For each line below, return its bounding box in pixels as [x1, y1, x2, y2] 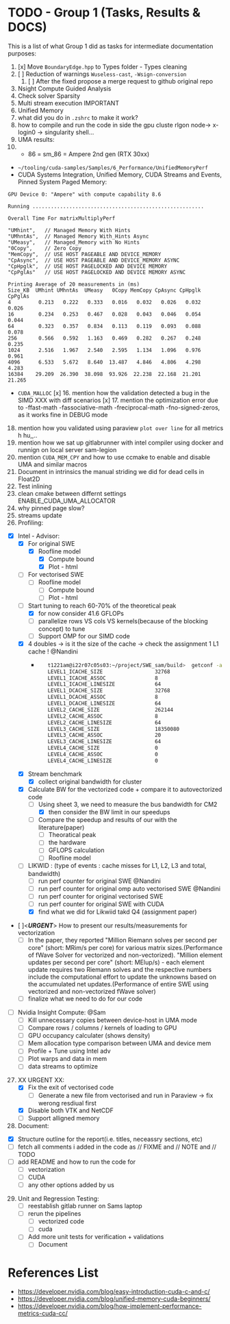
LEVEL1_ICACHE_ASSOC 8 [47, 675, 158, 682]
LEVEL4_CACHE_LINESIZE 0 [47, 757, 158, 764]
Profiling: [17, 519, 44, 527]
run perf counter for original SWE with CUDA [38, 899, 164, 908]
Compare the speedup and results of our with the [38, 816, 177, 824]
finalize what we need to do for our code [27, 995, 143, 1003]
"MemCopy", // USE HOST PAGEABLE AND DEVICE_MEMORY [8, 251, 162, 258]
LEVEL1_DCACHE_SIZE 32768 [47, 687, 170, 695]
